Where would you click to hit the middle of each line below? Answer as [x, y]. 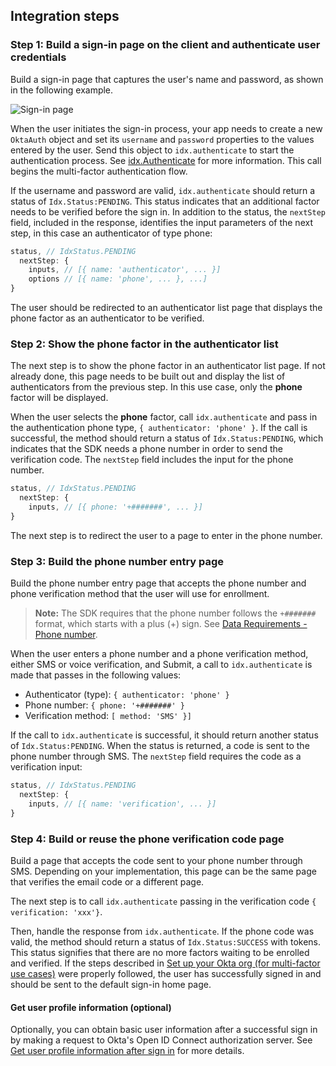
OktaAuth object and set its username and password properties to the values [162, 139]
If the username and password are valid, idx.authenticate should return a [163, 190]
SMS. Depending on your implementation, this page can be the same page [163, 871]
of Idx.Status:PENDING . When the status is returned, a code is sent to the [160, 746]
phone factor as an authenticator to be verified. [107, 318]
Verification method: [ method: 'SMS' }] [108, 716]
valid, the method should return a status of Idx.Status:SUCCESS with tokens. [166, 941]
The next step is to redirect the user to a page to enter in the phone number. [166, 535]
